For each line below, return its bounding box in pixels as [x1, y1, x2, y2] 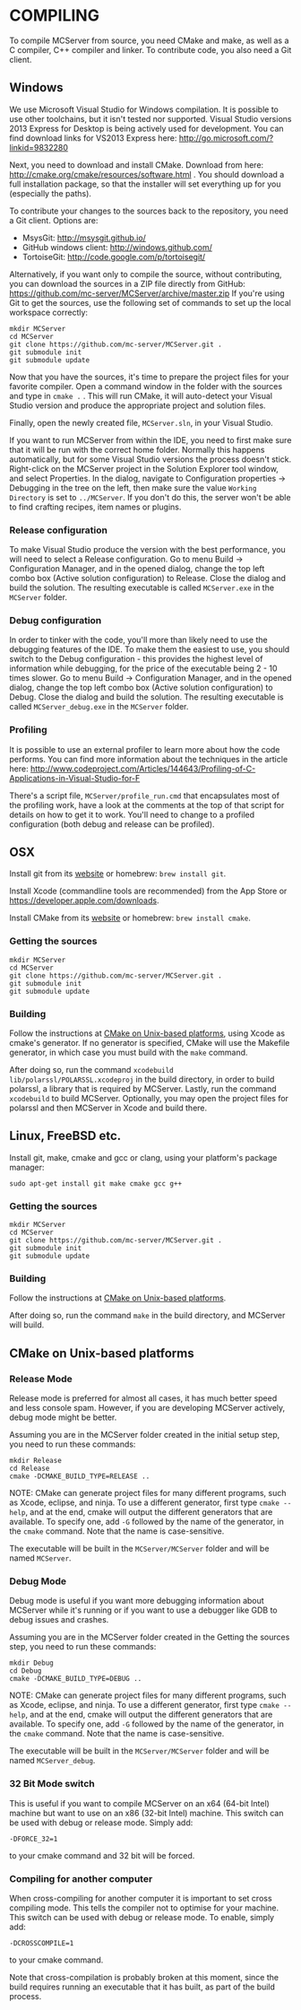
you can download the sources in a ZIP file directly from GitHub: [9, 278, 246, 289]
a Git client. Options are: [9, 214, 99, 225]
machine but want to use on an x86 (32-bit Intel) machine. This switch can [9, 1807, 284, 1818]
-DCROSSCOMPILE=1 [9, 1939, 74, 1948]
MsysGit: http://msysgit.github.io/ [21, 232, 146, 243]
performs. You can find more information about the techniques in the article [9, 753, 288, 764]
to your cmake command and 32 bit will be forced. [9, 1849, 195, 1861]
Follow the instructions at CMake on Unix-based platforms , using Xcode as [9, 1028, 285, 1039]
